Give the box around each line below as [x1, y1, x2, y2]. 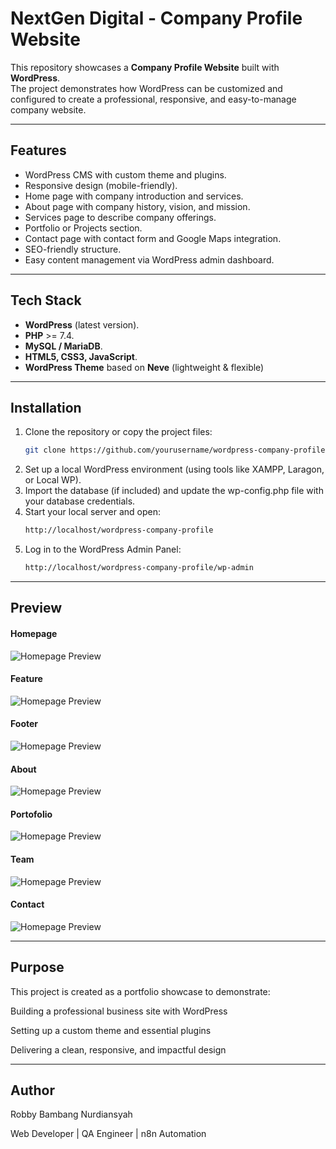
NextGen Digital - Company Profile [10, 7, 303, 30]
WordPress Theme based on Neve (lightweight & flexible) [24, 361, 265, 373]
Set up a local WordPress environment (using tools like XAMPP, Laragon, [24, 463, 325, 476]
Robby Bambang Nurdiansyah [10, 1108, 133, 1121]
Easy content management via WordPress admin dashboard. [24, 253, 275, 266]
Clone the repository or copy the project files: [24, 426, 213, 438]
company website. [10, 103, 87, 116]
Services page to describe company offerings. [24, 211, 217, 223]
